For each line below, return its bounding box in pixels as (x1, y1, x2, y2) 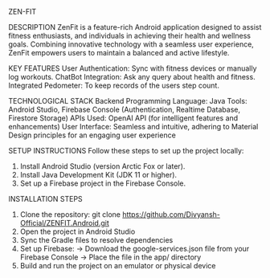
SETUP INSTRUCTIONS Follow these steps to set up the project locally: (8, 146, 244, 155)
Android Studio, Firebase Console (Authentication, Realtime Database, (8, 104, 241, 114)
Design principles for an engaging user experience (8, 130, 177, 140)
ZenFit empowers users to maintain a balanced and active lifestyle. (8, 48, 230, 57)
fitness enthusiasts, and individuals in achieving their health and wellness (8, 31, 252, 40)
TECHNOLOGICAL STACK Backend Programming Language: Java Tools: (8, 96, 247, 105)
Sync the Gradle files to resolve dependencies (19, 235, 174, 244)
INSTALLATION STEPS (8, 194, 83, 203)
